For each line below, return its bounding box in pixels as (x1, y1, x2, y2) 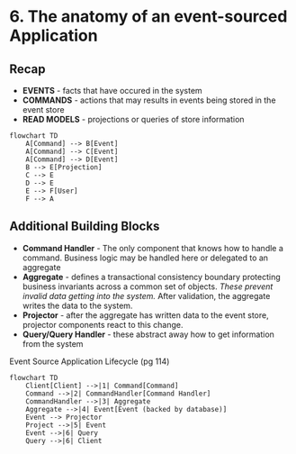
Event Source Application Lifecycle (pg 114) (9, 356, 170, 367)
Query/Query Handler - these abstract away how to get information (22, 329, 274, 340)
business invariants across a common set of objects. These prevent (22, 281, 274, 292)
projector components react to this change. (22, 319, 184, 330)
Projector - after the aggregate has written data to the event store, (22, 309, 269, 321)
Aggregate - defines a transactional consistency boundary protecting (22, 271, 281, 282)
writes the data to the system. (22, 300, 133, 311)
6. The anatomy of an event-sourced (9, 6, 288, 27)
